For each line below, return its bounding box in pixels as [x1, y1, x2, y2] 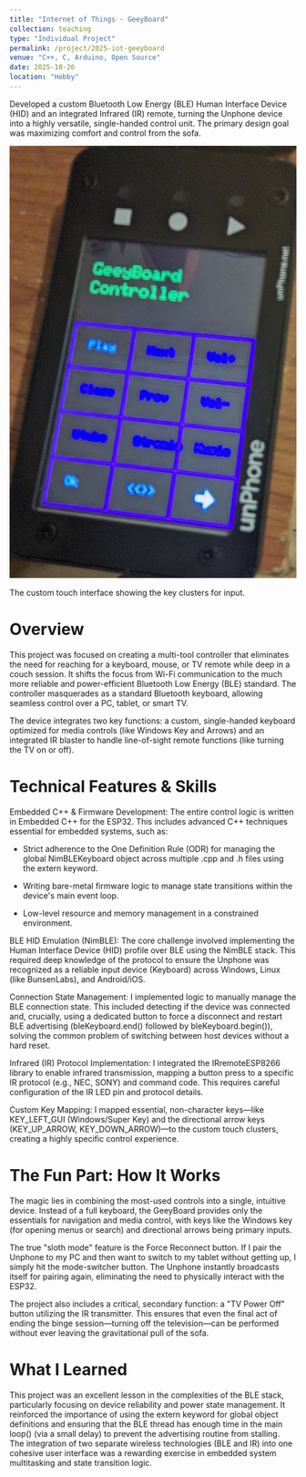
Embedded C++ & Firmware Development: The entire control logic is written [9, 806, 294, 817]
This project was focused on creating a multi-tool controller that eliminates [9, 649, 290, 660]
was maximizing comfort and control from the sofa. [9, 128, 202, 138]
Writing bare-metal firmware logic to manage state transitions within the [22, 880, 293, 891]
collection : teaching [9, 24, 92, 34]
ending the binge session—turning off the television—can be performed [9, 1318, 280, 1328]
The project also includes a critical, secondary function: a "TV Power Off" [9, 1298, 285, 1309]
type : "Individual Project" [9, 34, 117, 43]
